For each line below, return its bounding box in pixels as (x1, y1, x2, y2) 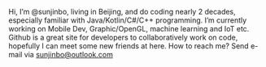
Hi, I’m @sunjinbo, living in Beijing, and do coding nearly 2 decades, (8, 7, 236, 16)
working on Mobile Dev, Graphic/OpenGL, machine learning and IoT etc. (8, 24, 250, 33)
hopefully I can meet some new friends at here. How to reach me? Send (8, 41, 250, 51)
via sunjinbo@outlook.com (24, 50, 114, 59)
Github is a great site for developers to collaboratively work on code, (8, 32, 238, 42)
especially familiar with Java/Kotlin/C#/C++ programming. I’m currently (8, 15, 247, 25)
